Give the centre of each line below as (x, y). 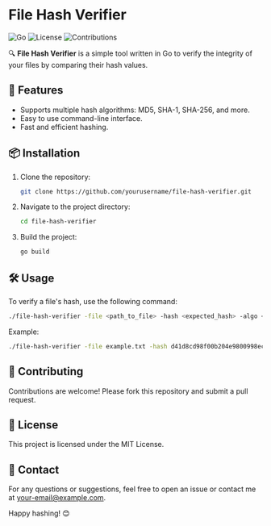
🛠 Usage (31, 278)
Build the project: (48, 237)
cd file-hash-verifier (58, 222)
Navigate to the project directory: (75, 207)
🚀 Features (36, 90)
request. (22, 399)
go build (35, 252)
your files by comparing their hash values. (78, 65)
